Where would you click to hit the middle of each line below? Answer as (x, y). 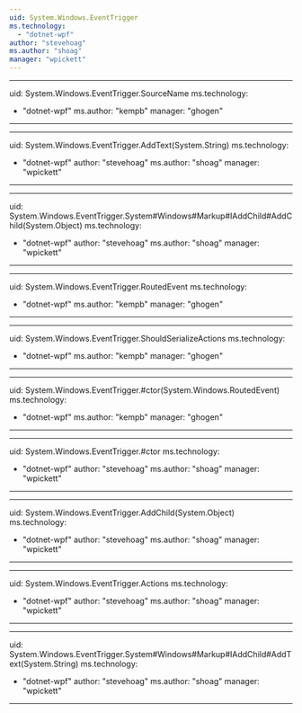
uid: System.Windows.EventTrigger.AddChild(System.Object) (122, 512)
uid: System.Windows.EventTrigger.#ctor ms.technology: (115, 451)
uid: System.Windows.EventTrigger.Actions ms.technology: (119, 584)
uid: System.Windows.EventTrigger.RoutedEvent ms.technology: (128, 287)
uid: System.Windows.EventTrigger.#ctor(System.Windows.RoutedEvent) (145, 390)
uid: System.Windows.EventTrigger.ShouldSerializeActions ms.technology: (147, 339)
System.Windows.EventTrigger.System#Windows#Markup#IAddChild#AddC (151, 216)
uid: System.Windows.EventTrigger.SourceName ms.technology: (129, 94)
